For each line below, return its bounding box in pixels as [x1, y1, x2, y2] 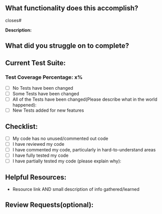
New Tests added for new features [12, 107, 84, 113]
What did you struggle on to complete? [5, 42, 129, 50]
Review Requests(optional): [5, 200, 94, 209]
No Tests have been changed [12, 85, 74, 91]
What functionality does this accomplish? [5, 4, 139, 13]
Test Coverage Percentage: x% [5, 74, 83, 81]
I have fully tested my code [12, 152, 69, 158]
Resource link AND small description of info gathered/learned [12, 186, 139, 192]
